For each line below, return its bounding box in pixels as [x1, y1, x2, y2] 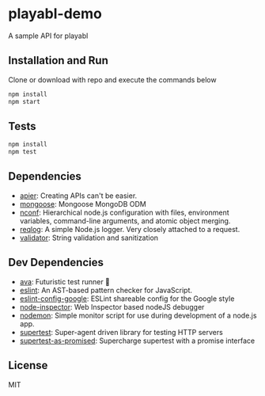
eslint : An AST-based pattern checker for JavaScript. [19, 285, 192, 295]
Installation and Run [8, 54, 109, 67]
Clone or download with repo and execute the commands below [8, 74, 217, 84]
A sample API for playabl [8, 31, 89, 40]
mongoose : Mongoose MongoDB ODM [19, 199, 146, 208]
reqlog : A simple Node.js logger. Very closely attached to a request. [19, 224, 240, 234]
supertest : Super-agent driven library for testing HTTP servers [19, 327, 223, 337]
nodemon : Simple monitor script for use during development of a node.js [19, 310, 257, 320]
